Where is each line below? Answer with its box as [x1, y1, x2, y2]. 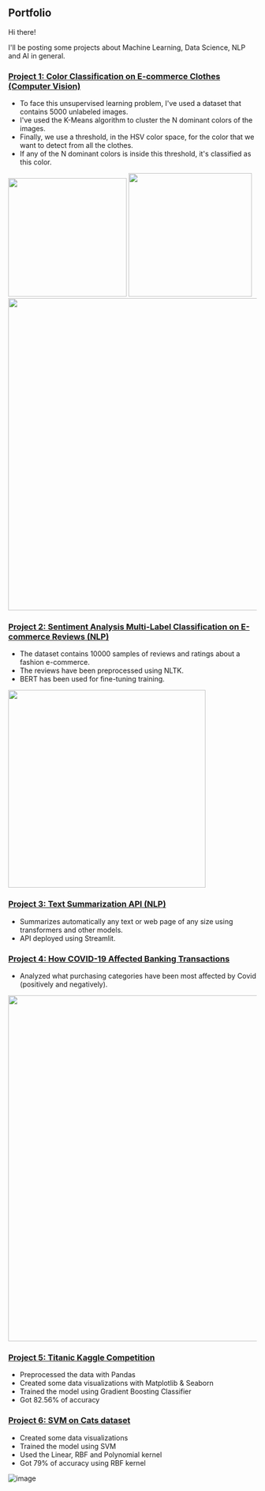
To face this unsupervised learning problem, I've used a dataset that [19, 99, 242, 108]
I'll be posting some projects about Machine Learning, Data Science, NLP [8, 43, 246, 52]
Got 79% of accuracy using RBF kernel [19, 1458, 146, 1467]
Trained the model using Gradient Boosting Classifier [19, 1387, 192, 1396]
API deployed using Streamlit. [19, 933, 116, 943]
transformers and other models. [19, 925, 124, 934]
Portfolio [8, 6, 52, 20]
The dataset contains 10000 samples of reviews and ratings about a [19, 649, 241, 659]
